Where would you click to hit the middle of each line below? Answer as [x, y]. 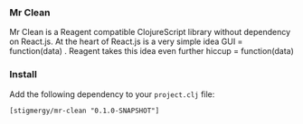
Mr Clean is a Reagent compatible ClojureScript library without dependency [150, 32]
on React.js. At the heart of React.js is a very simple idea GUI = [126, 41]
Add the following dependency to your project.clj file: [112, 94]
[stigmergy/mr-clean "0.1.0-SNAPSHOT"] [85, 111]
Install [24, 75]
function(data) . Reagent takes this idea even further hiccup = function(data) [151, 51]
